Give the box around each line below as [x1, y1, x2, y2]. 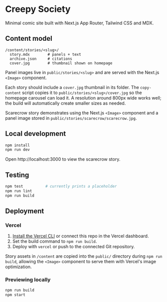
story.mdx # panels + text [9, 52, 81, 57]
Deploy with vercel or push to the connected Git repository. [12, 244, 135, 250]
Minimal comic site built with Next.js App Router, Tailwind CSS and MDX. [5, 20, 154, 26]
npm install [5, 143, 30, 148]
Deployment [5, 207, 44, 215]
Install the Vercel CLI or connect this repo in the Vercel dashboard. [12, 233, 149, 239]
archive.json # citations [9, 56, 72, 61]
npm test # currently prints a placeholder [5, 184, 117, 189]
